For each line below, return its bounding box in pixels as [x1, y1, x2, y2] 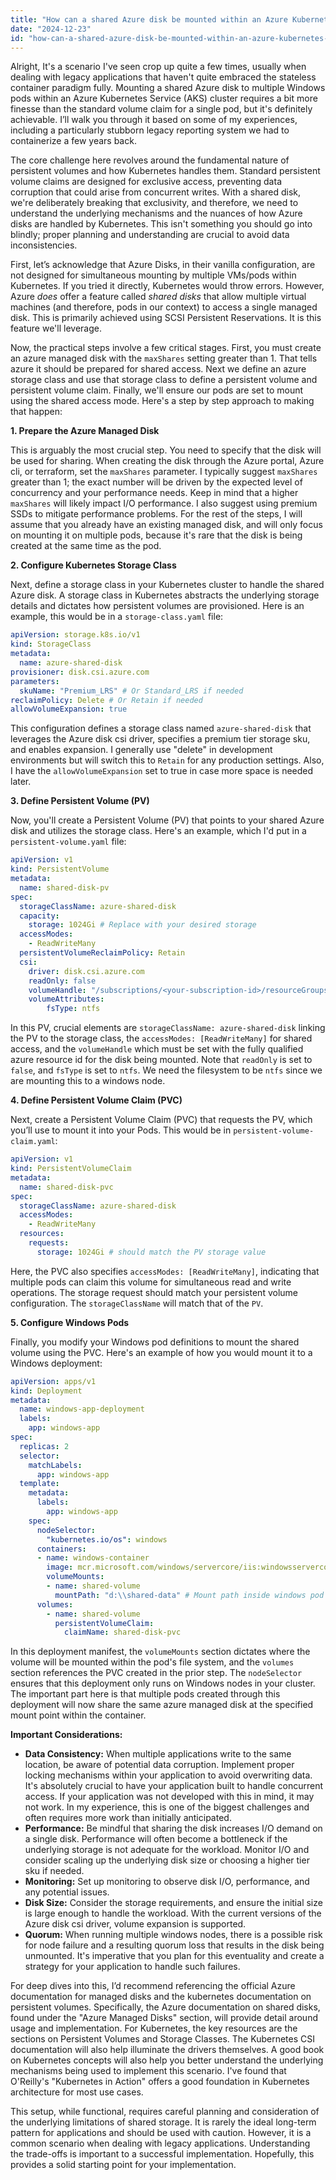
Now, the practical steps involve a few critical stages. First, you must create [10, 342, 322, 354]
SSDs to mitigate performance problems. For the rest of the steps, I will [10, 508, 303, 520]
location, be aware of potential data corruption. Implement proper [24, 1759, 295, 1771]
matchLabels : [28, 1460, 83, 1470]
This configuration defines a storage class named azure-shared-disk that [10, 722, 312, 735]
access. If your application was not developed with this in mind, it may [24, 1791, 315, 1803]
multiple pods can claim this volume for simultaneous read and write [10, 1276, 292, 1288]
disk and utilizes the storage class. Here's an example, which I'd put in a [10, 825, 307, 837]
